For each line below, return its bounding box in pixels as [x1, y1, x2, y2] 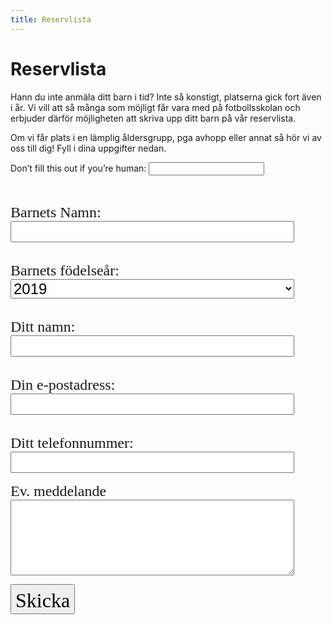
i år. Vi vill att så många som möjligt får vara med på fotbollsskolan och [10, 101, 301, 113]
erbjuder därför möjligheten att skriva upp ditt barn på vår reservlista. [10, 112, 297, 124]
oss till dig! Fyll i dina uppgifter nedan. [10, 142, 167, 154]
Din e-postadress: [10, 376, 116, 393]
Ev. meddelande [10, 482, 107, 500]
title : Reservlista [10, 14, 92, 25]
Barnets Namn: [10, 203, 102, 221]
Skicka [15, 588, 71, 612]
